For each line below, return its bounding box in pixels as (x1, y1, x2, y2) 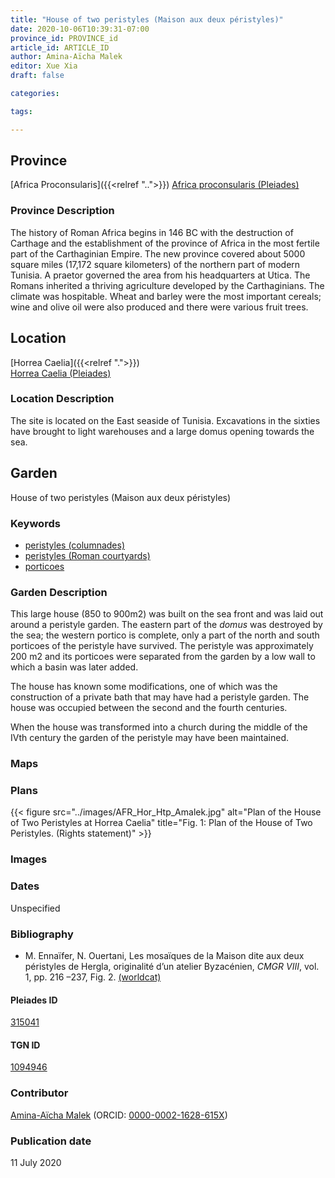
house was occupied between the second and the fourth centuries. (10, 702, 288, 714)
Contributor (10, 1086, 69, 1100)
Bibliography (10, 927, 74, 941)
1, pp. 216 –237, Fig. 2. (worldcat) (24, 971, 162, 983)
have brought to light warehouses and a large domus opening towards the (10, 425, 315, 437)
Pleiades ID (10, 994, 58, 1006)
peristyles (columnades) (24, 539, 126, 551)
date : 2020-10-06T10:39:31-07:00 (10, 24, 150, 34)
